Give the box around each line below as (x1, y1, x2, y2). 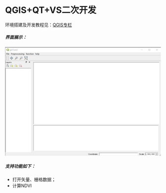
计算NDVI (12, 183, 32, 189)
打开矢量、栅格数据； (12, 177, 56, 183)
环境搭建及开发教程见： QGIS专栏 (5, 22, 72, 28)
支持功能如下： (5, 163, 36, 169)
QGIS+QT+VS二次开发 (5, 4, 97, 16)
